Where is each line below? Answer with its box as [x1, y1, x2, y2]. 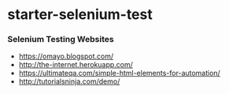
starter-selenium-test [7, 6, 153, 24]
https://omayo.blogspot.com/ [18, 51, 114, 61]
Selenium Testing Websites [7, 34, 115, 45]
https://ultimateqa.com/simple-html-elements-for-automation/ [18, 69, 221, 78]
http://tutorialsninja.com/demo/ [18, 77, 120, 86]
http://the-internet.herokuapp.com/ [18, 60, 133, 70]
